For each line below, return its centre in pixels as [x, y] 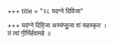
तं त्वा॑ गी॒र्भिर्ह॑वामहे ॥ [29, 33]
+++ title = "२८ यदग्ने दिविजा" [45, 11]
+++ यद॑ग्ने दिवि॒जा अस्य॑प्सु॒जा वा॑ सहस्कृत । [57, 25]
